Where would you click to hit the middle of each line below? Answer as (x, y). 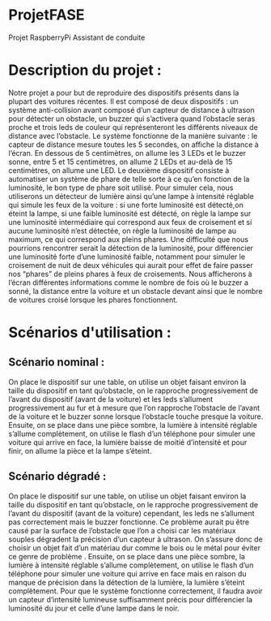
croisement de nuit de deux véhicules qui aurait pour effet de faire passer (131, 265)
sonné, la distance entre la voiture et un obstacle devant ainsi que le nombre (135, 291)
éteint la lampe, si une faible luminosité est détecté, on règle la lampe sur (130, 213)
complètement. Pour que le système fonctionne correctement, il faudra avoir (135, 591)
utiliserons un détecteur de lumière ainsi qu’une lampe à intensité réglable (131, 196)
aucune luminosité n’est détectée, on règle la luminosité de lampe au (123, 231)
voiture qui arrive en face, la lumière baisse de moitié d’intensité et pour (128, 442)
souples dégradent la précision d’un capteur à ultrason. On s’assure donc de (135, 539)
